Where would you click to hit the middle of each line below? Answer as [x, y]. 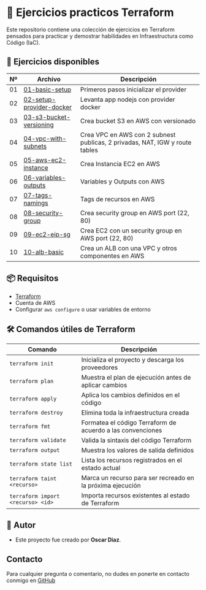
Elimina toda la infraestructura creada [135, 413]
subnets [35, 146]
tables [89, 150]
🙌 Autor [21, 525]
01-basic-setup [48, 90]
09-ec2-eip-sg [47, 234]
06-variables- [45, 177]
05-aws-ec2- [45, 160]
